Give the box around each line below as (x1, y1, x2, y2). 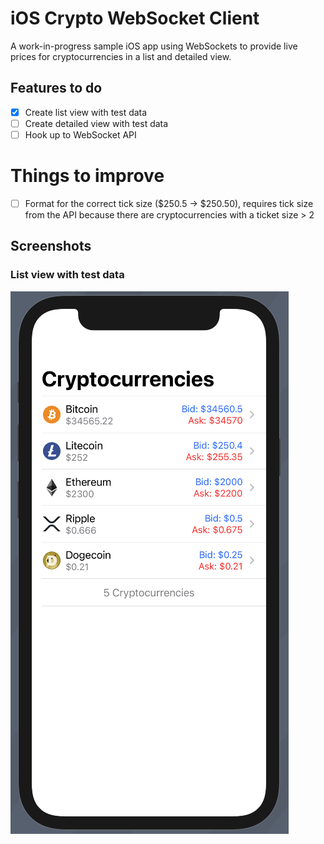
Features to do (10, 80, 103, 97)
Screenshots (10, 238, 92, 255)
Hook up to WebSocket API (24, 128, 137, 141)
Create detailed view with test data (24, 117, 169, 129)
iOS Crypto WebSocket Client (10, 7, 260, 30)
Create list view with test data (24, 106, 148, 118)
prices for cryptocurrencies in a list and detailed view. (10, 50, 232, 62)
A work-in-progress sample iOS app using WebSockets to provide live (10, 40, 298, 52)
